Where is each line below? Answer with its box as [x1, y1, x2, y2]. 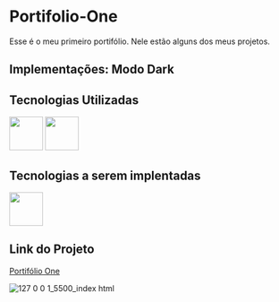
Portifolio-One [9, 6, 118, 27]
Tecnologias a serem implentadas [9, 168, 201, 183]
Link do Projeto [9, 242, 95, 257]
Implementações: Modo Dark [9, 62, 174, 77]
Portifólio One [9, 265, 61, 276]
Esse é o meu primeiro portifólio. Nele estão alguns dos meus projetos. [9, 36, 271, 47]
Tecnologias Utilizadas [9, 92, 139, 108]
